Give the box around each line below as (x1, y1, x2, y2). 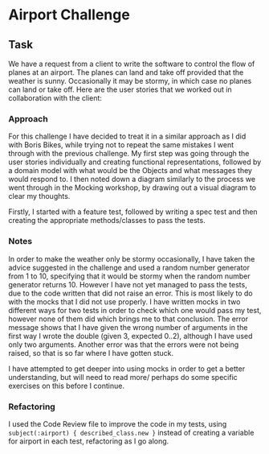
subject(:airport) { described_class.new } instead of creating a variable (8, 427, 255, 437)
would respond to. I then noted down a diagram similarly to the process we (8, 175, 255, 184)
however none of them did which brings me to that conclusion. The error (8, 314, 249, 324)
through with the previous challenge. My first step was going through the (8, 149, 250, 159)
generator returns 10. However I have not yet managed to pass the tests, (8, 279, 247, 289)
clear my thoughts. (8, 192, 71, 201)
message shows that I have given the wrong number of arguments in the (8, 322, 248, 332)
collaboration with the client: (8, 93, 103, 102)
